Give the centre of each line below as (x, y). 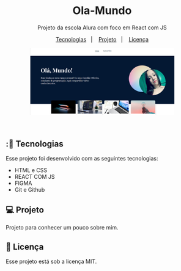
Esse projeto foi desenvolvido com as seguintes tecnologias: (82, 159)
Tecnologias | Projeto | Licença (102, 39)
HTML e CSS (31, 170)
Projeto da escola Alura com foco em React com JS (102, 27)
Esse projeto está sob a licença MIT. (51, 262)
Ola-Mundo (102, 11)
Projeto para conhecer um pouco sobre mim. (62, 228)
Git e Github (30, 190)
